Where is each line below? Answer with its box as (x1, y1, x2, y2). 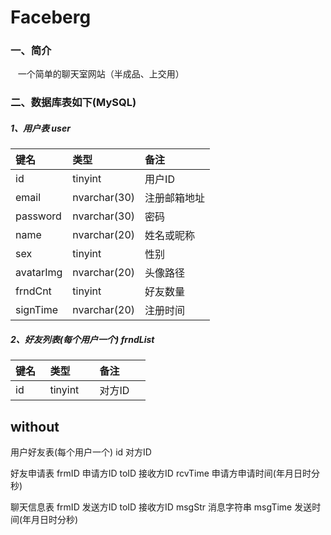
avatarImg (15, 266, 63, 280)
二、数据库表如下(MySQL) (10, 96, 137, 110)
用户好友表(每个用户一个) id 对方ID (10, 446, 152, 458)
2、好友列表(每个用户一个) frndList (10, 333, 155, 345)
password (15, 209, 62, 223)
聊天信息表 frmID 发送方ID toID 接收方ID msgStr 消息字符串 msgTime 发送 (10, 501, 313, 513)
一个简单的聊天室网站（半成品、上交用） (17, 68, 185, 80)
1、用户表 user (10, 122, 71, 134)
